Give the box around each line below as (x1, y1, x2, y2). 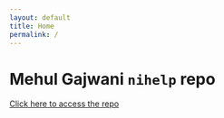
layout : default (9, 13, 71, 23)
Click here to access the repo (9, 98, 120, 109)
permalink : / (9, 30, 59, 39)
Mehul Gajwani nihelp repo (9, 68, 216, 89)
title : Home (9, 22, 54, 31)
